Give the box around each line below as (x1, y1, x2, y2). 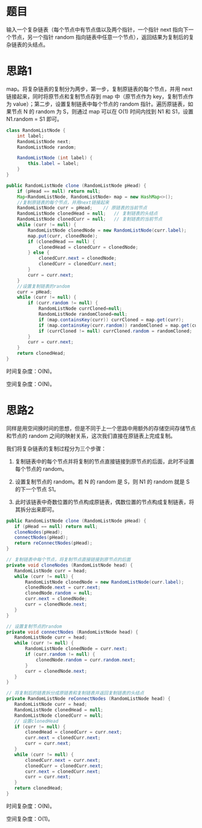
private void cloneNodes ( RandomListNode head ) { (6, 562, 133, 568)
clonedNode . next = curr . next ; (25, 584, 101, 590)
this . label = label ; (28, 161, 79, 167)
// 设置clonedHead (14, 718, 59, 724)
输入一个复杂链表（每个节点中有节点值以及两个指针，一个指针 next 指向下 (6, 26, 189, 33)
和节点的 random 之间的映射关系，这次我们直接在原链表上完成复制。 (6, 432, 176, 439)
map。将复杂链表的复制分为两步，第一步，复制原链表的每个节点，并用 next (6, 85, 193, 93)
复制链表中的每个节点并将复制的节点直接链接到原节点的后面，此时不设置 (14, 458, 194, 465)
